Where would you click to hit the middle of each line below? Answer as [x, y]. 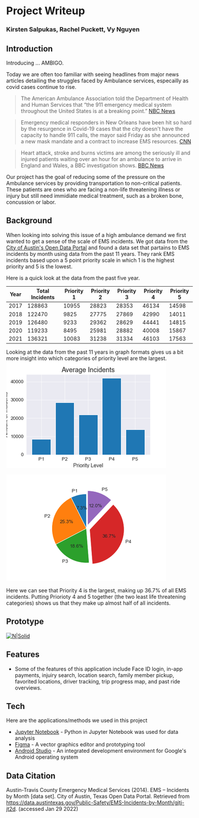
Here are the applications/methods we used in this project [77, 720]
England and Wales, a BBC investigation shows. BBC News [92, 165]
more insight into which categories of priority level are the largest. [86, 358]
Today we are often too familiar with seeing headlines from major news [93, 74]
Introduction [30, 49]
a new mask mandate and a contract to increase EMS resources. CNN [106, 141]
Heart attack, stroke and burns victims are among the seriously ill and [105, 153]
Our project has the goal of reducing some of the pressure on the [86, 177]
